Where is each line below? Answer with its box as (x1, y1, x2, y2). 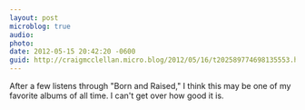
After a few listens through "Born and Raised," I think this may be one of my (9, 81, 291, 91)
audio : (9, 30, 34, 39)
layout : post (9, 13, 59, 23)
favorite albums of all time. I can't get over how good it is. (9, 90, 224, 101)
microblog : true (9, 22, 71, 31)
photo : (9, 38, 34, 48)
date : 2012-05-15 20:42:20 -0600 (9, 47, 136, 56)
